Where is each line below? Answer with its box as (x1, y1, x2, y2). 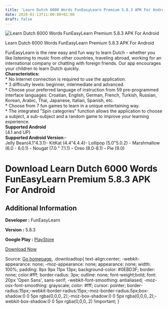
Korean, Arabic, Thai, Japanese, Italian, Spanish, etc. (5, 97, 114, 103)
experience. (5, 118, 30, 125)
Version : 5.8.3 (5, 227, 36, 233)
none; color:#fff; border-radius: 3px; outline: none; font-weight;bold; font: (5, 272, 156, 278)
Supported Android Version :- (5, 134, 67, 140)
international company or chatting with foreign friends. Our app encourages (5, 60, 161, 66)
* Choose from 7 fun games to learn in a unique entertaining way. (5, 103, 140, 109)
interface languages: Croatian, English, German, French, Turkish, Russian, (5, 92, 157, 98)
